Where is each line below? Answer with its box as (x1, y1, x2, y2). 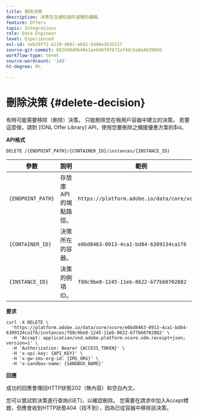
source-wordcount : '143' (6, 58, 67, 64)
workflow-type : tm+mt (6, 52, 60, 58)
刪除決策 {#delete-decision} (6, 96, 146, 109)
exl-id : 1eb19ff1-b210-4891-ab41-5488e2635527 (6, 42, 123, 48)
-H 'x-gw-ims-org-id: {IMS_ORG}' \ (11, 356, 99, 362)
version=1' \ (6, 340, 38, 346)
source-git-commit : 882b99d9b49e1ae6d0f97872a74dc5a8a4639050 (6, 47, 162, 53)
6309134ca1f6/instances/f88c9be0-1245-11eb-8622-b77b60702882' (6, 330, 165, 336)
